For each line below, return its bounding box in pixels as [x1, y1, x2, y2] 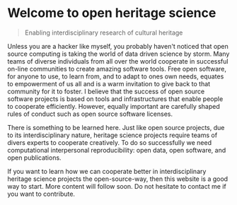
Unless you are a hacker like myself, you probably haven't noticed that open [7, 42, 229, 50]
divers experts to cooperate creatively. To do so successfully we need [7, 138, 212, 146]
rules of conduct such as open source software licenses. [7, 110, 173, 118]
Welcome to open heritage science [7, 5, 216, 21]
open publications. [7, 153, 62, 162]
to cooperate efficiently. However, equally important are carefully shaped [7, 102, 221, 110]
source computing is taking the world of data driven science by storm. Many [7, 49, 230, 58]
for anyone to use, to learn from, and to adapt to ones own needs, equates [7, 72, 224, 81]
